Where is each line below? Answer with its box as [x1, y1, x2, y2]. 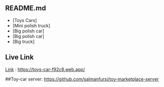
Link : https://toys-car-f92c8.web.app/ [5, 66, 85, 72]
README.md [5, 4, 46, 12]
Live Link [5, 53, 34, 61]
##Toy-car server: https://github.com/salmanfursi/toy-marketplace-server [5, 76, 159, 82]
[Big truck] [12, 38, 35, 44]
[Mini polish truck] [12, 22, 50, 28]
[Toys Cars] [12, 17, 37, 23]
